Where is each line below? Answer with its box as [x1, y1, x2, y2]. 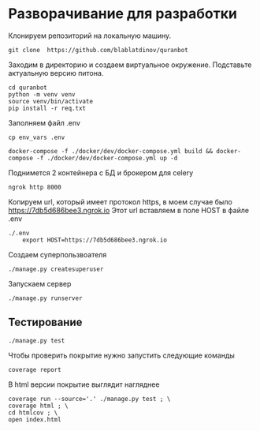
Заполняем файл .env [8, 118, 81, 127]
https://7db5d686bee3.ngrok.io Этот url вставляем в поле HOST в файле [8, 205, 250, 215]
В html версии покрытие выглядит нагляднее [8, 380, 160, 389]
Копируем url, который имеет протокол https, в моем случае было [8, 197, 232, 206]
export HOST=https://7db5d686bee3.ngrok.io [22, 236, 168, 244]
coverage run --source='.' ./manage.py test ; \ [8, 395, 171, 403]
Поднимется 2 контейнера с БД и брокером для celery [8, 167, 194, 178]
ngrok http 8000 [8, 183, 61, 191]
